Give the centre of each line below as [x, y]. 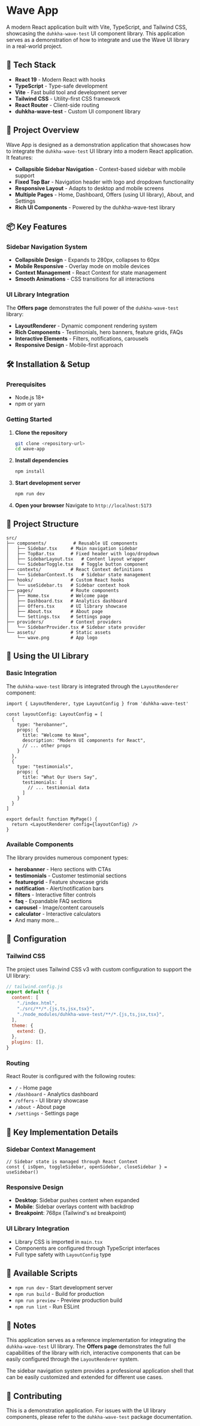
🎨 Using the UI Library [48, 656]
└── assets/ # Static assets [59, 632]
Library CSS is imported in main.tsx [59, 1241]
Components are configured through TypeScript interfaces [87, 1248]
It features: [19, 157]
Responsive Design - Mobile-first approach [69, 345]
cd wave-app [30, 449]
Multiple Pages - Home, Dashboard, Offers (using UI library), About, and [104, 194]
